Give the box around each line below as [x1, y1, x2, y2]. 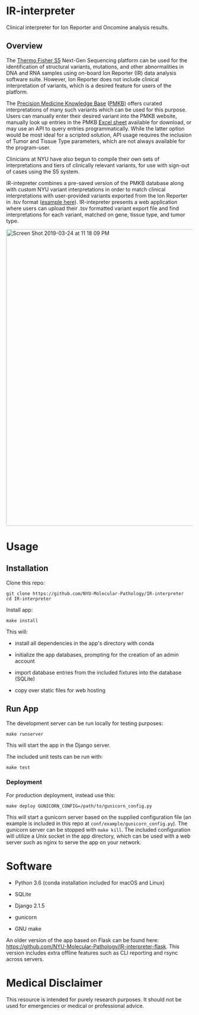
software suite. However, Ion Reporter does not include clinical [6, 75, 159, 82]
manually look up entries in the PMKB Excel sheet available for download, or [6, 119, 192, 126]
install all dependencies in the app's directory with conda [14, 639, 155, 647]
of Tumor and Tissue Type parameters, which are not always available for [6, 138, 185, 145]
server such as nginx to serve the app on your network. [6, 838, 142, 846]
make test [6, 764, 31, 771]
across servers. [6, 955, 44, 962]
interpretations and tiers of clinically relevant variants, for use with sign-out [6, 161, 190, 168]
